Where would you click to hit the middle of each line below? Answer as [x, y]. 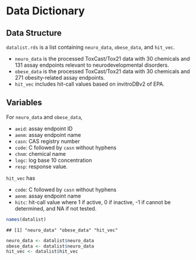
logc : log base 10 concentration [53, 160]
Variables [24, 103]
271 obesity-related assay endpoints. [60, 78]
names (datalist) [26, 219]
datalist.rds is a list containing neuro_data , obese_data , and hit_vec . [91, 47]
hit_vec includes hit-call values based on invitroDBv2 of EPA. [90, 84]
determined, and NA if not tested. [56, 208]
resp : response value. [41, 166]
